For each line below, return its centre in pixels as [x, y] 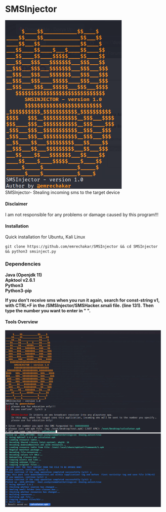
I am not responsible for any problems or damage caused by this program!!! [82, 215]
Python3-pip [19, 291]
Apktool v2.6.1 [20, 280]
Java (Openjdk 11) [24, 275]
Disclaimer [17, 204]
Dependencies [23, 264]
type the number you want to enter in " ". [48, 310]
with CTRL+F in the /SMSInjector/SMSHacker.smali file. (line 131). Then [80, 305]
